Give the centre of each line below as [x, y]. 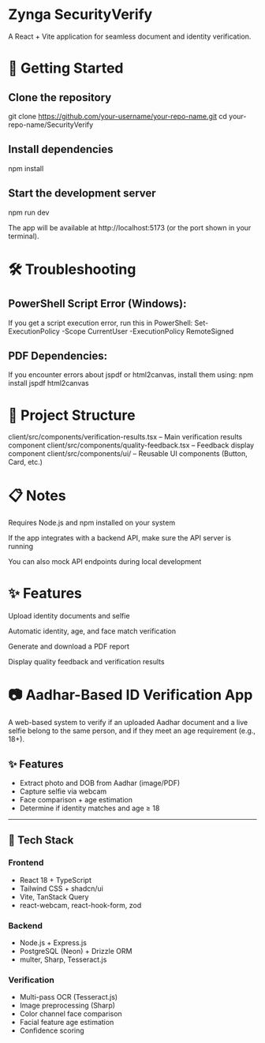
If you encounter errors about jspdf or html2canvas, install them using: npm [131, 375]
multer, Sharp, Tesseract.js [63, 959]
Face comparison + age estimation [76, 799]
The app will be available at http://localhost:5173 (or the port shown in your [130, 227]
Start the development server [82, 194]
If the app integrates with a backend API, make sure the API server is [119, 538]
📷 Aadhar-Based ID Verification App [131, 695]
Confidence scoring [52, 1030]
